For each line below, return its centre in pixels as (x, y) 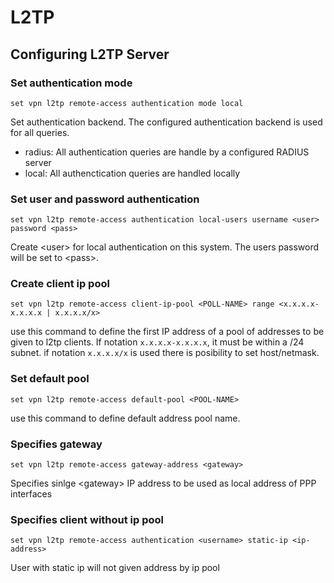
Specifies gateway (56, 444)
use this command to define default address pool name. (125, 418)
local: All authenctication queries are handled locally (132, 173)
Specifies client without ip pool (87, 519)
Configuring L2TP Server (90, 54)
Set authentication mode (71, 83)
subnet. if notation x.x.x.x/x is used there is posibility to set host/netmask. (165, 353)
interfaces (31, 494)
